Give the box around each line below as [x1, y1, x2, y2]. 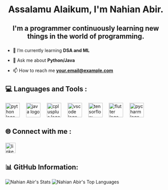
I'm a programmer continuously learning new [12, 24, 159, 33]
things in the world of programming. [27, 32, 145, 40]
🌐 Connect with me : [5, 127, 71, 136]
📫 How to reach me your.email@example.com [12, 67, 113, 74]
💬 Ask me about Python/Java [12, 57, 75, 63]
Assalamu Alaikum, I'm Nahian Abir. [8, 4, 163, 15]
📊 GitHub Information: [5, 162, 79, 172]
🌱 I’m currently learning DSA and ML [12, 47, 90, 53]
